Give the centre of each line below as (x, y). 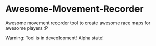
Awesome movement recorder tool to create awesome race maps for (78, 23)
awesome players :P (27, 28)
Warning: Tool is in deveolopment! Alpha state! (54, 38)
